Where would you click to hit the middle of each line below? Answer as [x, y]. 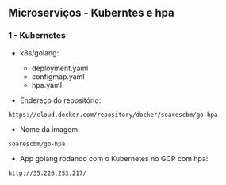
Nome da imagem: [50, 129]
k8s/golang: [39, 53]
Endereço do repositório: [60, 100]
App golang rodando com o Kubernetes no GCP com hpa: [114, 158]
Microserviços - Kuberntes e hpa [91, 13]
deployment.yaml [60, 68]
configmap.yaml [58, 76]
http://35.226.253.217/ [48, 173]
